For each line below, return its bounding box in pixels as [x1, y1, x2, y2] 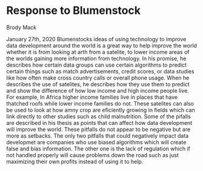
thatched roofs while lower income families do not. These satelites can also [6, 99, 194, 107]
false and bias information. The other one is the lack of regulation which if [6, 145, 191, 152]
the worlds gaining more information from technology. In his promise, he [6, 55, 187, 62]
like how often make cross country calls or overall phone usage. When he [6, 74, 190, 81]
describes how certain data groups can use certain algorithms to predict [6, 61, 187, 69]
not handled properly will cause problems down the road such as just [6, 151, 179, 158]
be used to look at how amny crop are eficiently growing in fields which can [6, 106, 195, 113]
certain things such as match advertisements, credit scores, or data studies [6, 67, 195, 75]
